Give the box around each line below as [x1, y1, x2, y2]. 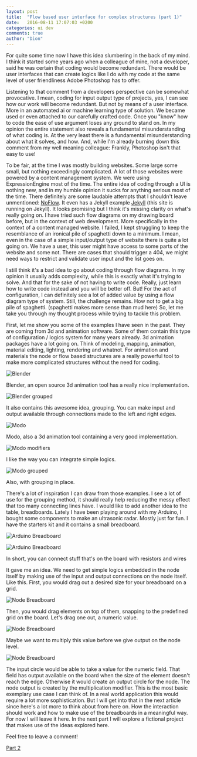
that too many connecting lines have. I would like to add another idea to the [6, 502, 188, 509]
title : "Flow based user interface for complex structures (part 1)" [6, 14, 182, 20]
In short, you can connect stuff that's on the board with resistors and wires [6, 555, 186, 562]
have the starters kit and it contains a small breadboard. [6, 521, 141, 528]
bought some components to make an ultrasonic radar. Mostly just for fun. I [6, 515, 188, 521]
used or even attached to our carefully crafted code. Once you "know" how [6, 113, 188, 120]
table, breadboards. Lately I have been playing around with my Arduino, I [6, 509, 182, 516]
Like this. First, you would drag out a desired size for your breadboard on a [6, 579, 186, 586]
